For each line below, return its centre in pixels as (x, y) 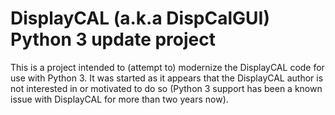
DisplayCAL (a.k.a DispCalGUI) (140, 18)
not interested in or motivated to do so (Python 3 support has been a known (166, 88)
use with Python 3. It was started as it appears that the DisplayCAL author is (167, 78)
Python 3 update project (113, 39)
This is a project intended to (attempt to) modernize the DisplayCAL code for (167, 67)
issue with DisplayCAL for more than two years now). (119, 99)
